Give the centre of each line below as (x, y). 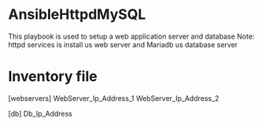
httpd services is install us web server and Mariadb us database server (123, 44)
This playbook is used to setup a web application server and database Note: (131, 36)
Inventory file (53, 77)
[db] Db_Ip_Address (41, 113)
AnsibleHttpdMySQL (77, 15)
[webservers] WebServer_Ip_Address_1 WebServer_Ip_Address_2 (114, 98)
